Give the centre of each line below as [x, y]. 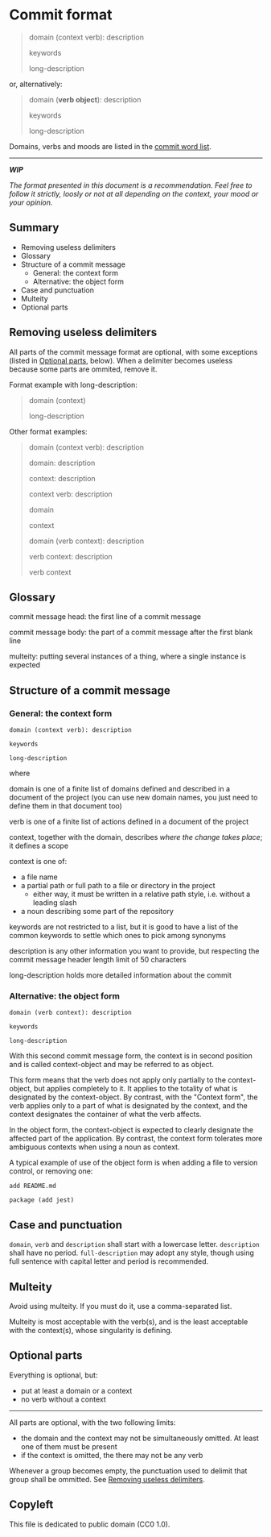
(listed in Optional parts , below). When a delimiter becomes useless [121, 360]
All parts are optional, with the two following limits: [92, 1422]
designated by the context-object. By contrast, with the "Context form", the [133, 1097]
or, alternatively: [36, 84]
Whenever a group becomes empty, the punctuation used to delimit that [128, 1471]
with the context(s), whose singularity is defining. [91, 1330]
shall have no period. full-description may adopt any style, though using [131, 1253]
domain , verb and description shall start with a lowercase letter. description [134, 1244]
